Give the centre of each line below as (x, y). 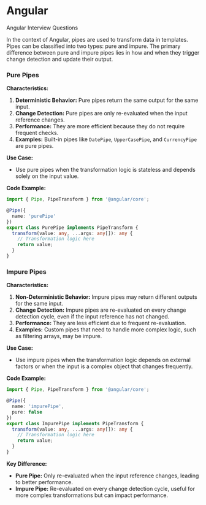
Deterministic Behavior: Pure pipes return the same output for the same (107, 100)
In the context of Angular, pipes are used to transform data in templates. (97, 39)
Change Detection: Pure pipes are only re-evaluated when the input (101, 114)
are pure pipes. (34, 146)
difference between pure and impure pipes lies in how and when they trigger (103, 52)
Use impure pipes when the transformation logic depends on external (103, 360)
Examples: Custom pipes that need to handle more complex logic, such (105, 330)
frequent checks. (37, 133)
